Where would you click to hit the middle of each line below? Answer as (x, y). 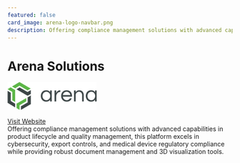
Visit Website (27, 121)
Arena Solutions (56, 66)
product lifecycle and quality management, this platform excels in (104, 136)
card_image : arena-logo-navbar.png (60, 22)
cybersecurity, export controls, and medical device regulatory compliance (116, 144)
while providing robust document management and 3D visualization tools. (116, 151)
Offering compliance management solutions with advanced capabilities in (115, 129)
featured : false (31, 15)
